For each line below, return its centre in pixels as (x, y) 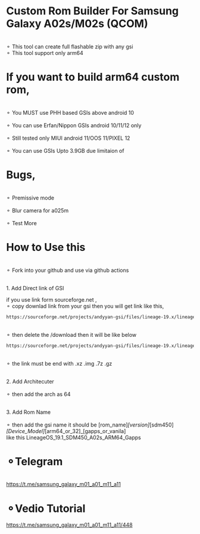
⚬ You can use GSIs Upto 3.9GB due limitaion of (65, 151)
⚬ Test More (21, 223)
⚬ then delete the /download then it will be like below (71, 334)
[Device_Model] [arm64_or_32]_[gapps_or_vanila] (66, 431)
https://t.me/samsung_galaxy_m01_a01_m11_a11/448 (69, 525)
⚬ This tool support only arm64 (45, 53)
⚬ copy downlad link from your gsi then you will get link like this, (85, 306)
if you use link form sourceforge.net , (51, 299)
